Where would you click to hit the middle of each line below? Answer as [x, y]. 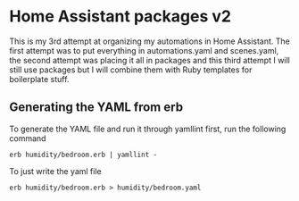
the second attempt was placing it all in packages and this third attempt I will [149, 60]
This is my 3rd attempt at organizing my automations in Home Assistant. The [149, 41]
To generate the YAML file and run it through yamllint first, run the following [148, 129]
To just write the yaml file [55, 171]
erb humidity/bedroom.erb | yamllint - [83, 155]
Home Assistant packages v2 [120, 17]
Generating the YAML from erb [96, 108]
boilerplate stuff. [39, 79]
